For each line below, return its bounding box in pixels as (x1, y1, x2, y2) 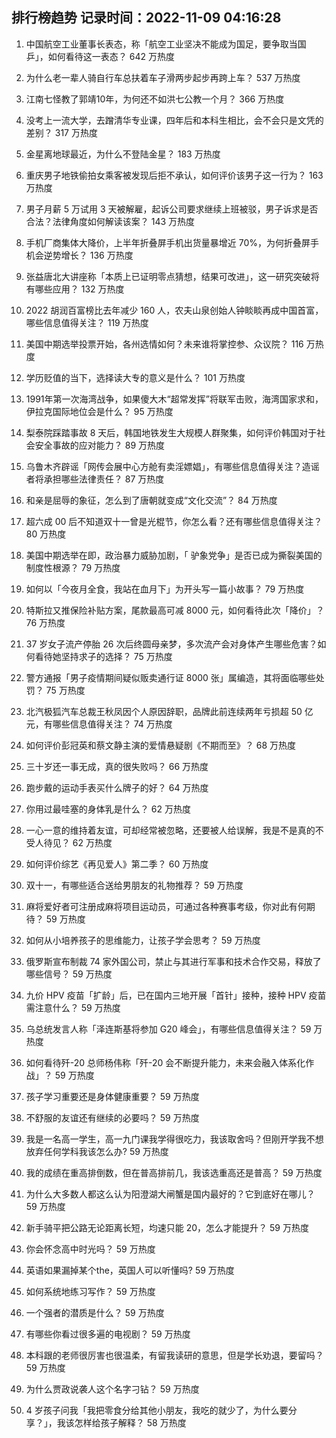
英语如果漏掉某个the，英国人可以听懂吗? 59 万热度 (25, 1264, 235, 1276)
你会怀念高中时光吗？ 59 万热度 (25, 1243, 156, 1255)
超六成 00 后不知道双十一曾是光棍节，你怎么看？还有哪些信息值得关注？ (25, 515, 323, 527)
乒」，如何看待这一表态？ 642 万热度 (25, 50, 175, 62)
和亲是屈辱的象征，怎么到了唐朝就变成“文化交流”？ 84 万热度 (25, 494, 278, 506)
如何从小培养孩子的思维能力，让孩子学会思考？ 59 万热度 (25, 934, 261, 946)
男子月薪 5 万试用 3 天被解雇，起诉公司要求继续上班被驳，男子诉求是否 (25, 203, 319, 215)
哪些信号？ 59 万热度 (25, 968, 113, 980)
